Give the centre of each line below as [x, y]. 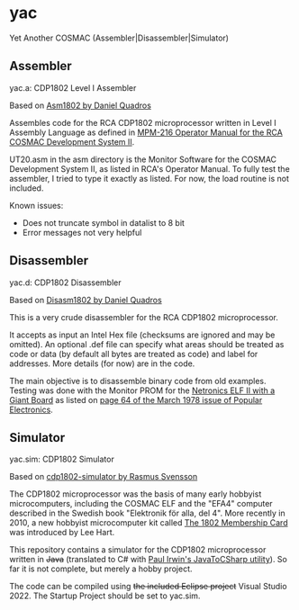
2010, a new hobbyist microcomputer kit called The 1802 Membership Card [149, 523]
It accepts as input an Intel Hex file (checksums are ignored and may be [142, 335]
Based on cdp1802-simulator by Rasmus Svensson [104, 477]
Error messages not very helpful [82, 232]
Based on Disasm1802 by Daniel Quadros [86, 300]
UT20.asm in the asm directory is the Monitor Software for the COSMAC [143, 159]
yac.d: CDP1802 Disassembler [65, 283]
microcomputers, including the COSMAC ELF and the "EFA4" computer [141, 504]
